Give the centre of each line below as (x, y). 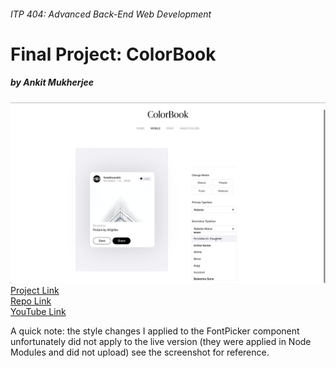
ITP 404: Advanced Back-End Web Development (111, 14)
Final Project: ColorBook (113, 54)
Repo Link (31, 301)
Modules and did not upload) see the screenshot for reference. (140, 352)
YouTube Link (38, 312)
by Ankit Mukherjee (52, 82)
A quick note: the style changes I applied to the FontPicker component (155, 331)
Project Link (35, 291)
